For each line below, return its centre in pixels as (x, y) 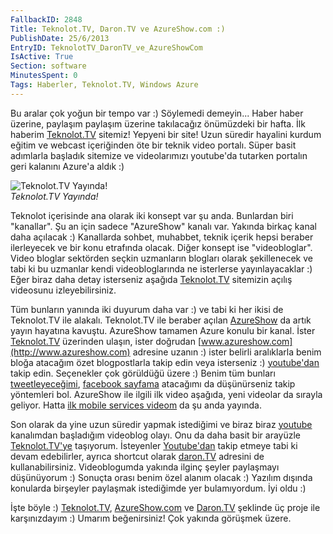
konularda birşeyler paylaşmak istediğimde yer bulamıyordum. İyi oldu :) (158, 488)
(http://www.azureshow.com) (70, 352)
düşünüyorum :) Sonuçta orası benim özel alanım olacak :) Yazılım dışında (161, 477)
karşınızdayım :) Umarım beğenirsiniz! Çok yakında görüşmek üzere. (151, 518)
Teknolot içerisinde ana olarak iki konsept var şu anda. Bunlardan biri (152, 215)
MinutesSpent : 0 (44, 76)
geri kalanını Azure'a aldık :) (67, 166)
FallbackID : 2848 (46, 19)
